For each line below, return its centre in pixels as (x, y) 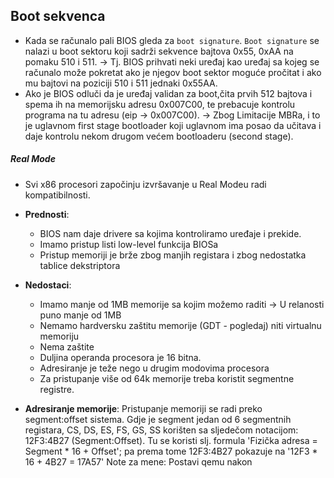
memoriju (59, 336)
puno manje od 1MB (80, 315)
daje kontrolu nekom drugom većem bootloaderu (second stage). (159, 136)
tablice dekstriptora (80, 265)
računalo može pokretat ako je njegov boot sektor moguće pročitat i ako (173, 72)
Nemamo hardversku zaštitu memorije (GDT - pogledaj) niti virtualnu (180, 325)
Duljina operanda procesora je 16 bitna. (120, 357)
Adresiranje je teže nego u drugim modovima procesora (154, 368)
